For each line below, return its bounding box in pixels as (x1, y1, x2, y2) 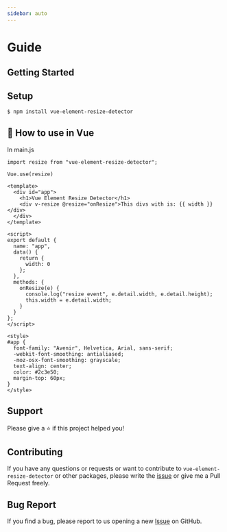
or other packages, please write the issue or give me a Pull (54, 472, 221, 480)
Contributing (7, 446, 63, 458)
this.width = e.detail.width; (25, 296, 112, 304)
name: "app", (13, 243, 51, 250)
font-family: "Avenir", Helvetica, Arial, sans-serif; (13, 344, 174, 352)
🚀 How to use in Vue (7, 128, 95, 139)
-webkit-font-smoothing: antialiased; (13, 350, 125, 357)
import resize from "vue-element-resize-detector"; (7, 158, 158, 165)
